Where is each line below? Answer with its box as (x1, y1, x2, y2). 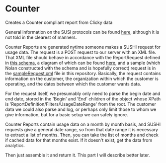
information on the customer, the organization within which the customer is (5, 76, 159, 81)
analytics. (5, 142, 25, 148)
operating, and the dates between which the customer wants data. (5, 81, 142, 87)
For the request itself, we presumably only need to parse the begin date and (5, 90, 161, 96)
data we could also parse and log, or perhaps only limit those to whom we (5, 106, 157, 112)
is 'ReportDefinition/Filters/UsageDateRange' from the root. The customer (5, 101, 157, 107)
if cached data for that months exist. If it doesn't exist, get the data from (5, 137, 153, 143)
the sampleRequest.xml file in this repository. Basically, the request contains (5, 70, 161, 76)
